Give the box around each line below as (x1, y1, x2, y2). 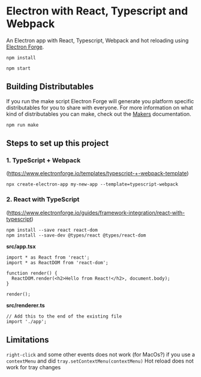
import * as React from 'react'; (6, 254, 90, 261)
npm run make (6, 122, 39, 128)
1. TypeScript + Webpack (6, 156, 81, 164)
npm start (6, 65, 31, 71)
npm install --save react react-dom (6, 227, 98, 233)
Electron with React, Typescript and (6, 4, 188, 18)
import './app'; (6, 318, 47, 325)
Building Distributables (6, 82, 94, 92)
